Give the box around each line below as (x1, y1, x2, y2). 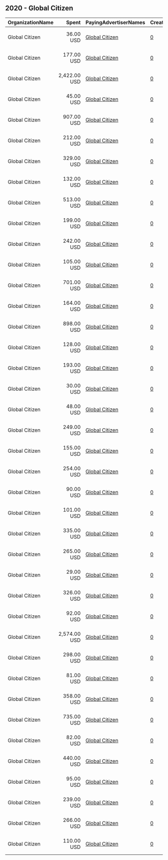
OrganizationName (7, 19, 54, 26)
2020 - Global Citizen (5, 4, 73, 13)
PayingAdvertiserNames (85, 19, 145, 26)
